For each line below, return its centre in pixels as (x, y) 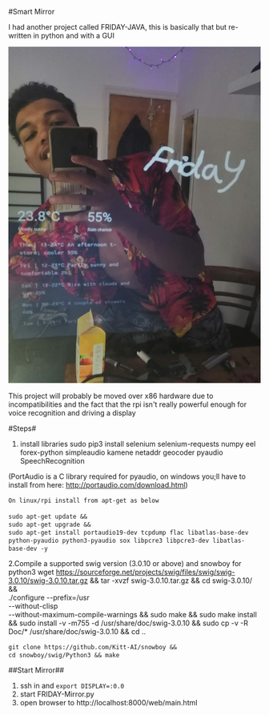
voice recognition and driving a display (72, 413)
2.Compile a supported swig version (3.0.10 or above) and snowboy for (125, 563)
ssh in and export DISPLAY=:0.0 (72, 685)
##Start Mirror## (36, 670)
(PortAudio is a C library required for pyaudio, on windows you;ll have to (127, 476)
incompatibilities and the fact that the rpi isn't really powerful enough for (127, 404)
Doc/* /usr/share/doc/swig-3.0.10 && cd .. (77, 631)
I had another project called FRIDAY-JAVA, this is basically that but (117, 27)
